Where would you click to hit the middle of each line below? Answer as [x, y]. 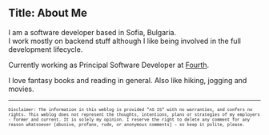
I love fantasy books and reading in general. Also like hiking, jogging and [128, 80]
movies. [21, 89]
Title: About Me [48, 13]
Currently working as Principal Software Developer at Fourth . [109, 65]
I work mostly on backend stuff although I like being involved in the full [125, 41]
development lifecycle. [46, 49]
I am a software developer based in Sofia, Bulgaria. [92, 32]
